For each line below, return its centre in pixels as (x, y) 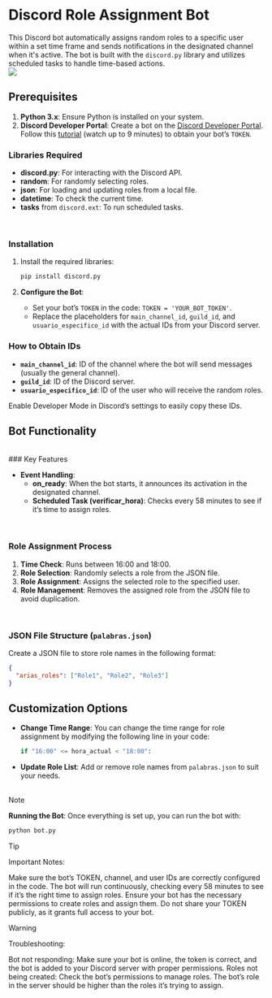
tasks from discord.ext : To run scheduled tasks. (102, 207)
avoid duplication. (50, 598)
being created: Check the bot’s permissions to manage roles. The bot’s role (134, 977)
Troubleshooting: (37, 944)
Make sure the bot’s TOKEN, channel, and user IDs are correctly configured (134, 878)
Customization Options (68, 708)
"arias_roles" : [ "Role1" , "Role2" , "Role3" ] (92, 675)
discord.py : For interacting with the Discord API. (101, 173)
